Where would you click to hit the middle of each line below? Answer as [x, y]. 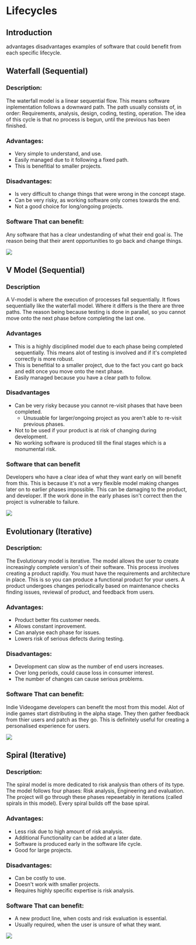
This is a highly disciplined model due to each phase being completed [99, 346]
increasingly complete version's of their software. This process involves [93, 567]
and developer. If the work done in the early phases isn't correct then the [94, 496]
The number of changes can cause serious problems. [79, 679]
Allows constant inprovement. [50, 626]
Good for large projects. [43, 850]
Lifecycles [32, 11]
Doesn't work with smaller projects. [57, 885]
